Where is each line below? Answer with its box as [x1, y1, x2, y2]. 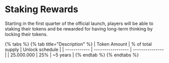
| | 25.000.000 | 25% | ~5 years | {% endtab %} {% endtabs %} [5, 52, 139, 58]
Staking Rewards [5, 4, 78, 15]
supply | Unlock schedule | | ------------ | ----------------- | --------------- [5, 46, 164, 52]
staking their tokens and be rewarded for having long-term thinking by [5, 25, 153, 31]
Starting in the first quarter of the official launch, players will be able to [5, 20, 154, 26]
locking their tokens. [5, 31, 48, 37]
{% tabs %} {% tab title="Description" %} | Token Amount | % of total [5, 41, 152, 47]
